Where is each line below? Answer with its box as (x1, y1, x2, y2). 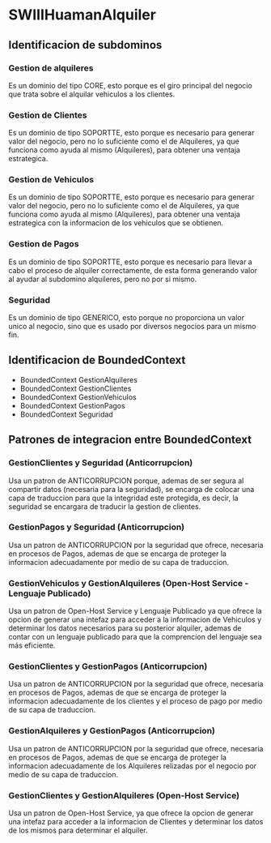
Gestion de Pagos (8, 238, 79, 250)
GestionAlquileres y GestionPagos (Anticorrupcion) (8, 725, 216, 737)
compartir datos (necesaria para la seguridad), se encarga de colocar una (8, 484, 255, 494)
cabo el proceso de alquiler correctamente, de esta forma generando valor (8, 265, 257, 275)
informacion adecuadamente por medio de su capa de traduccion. (8, 557, 229, 567)
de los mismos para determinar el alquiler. (8, 825, 148, 836)
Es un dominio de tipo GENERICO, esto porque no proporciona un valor (8, 313, 245, 323)
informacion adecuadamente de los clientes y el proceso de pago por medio (8, 696, 263, 706)
